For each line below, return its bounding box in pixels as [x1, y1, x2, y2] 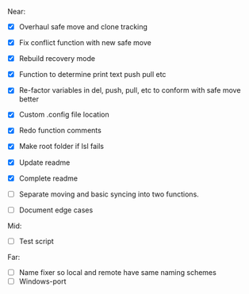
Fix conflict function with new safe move [18, 38, 151, 48]
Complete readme [18, 174, 79, 183]
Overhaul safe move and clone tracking [18, 22, 148, 31]
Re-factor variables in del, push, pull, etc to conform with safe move [18, 86, 241, 95]
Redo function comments [18, 126, 102, 136]
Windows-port [18, 277, 67, 286]
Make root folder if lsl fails [18, 142, 105, 151]
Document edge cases [18, 205, 94, 215]
